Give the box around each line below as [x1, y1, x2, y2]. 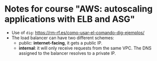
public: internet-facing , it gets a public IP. [18, 40, 102, 46]
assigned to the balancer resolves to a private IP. [18, 50, 116, 56]
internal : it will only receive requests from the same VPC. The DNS [18, 45, 152, 51]
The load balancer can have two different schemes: [11, 35, 114, 41]
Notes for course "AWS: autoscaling [4, 3, 153, 15]
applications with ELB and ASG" [4, 14, 135, 25]
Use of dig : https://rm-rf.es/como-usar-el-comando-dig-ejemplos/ [11, 30, 145, 35]
